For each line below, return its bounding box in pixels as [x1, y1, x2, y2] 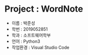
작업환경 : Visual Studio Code [11, 44, 70, 50]
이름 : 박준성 [11, 20, 35, 26]
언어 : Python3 [11, 38, 40, 44]
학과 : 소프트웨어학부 [11, 32, 51, 38]
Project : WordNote [4, 3, 84, 15]
